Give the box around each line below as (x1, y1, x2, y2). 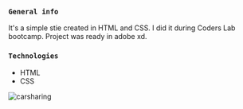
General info (8, 7, 59, 16)
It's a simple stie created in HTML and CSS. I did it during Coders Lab (8, 23, 236, 33)
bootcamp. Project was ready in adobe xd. (8, 32, 147, 41)
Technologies (8, 52, 59, 60)
